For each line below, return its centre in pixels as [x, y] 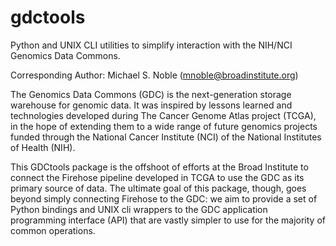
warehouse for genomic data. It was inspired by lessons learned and [151, 105]
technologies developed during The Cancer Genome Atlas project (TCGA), [163, 115]
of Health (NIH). [43, 147]
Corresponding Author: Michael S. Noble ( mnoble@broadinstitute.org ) [154, 75]
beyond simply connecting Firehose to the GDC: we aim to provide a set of [164, 198]
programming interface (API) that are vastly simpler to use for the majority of [168, 220]
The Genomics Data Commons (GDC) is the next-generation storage [151, 94]
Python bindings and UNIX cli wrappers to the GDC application [139, 209]
